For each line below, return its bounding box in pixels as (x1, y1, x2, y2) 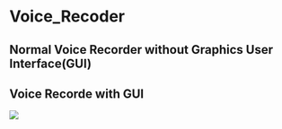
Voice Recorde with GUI (9, 86, 145, 101)
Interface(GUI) (9, 56, 93, 71)
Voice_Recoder (9, 6, 126, 27)
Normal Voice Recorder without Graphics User (9, 42, 274, 57)
